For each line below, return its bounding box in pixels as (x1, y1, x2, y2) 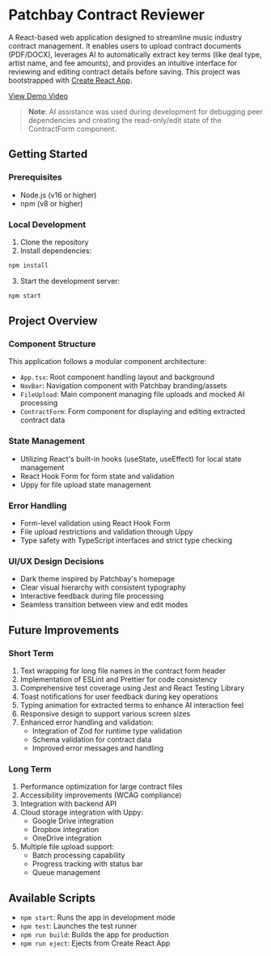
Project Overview (8, 314, 98, 328)
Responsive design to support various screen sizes (19, 709, 191, 718)
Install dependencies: (19, 245, 92, 256)
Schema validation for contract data (32, 734, 152, 744)
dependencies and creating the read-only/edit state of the (28, 115, 222, 125)
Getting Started (8, 147, 88, 161)
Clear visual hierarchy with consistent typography (19, 582, 186, 592)
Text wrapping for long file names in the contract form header (19, 666, 227, 675)
